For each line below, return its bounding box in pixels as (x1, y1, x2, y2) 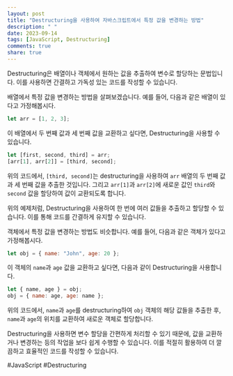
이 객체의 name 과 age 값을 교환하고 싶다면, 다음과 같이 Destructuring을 (7, 263, 198, 272)
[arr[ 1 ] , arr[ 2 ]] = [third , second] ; (7, 158, 117, 165)
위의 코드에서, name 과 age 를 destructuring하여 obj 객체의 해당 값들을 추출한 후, (7, 306, 221, 315)
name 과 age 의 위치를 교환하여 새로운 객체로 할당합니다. (7, 315, 154, 323)
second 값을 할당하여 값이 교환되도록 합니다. (7, 189, 127, 197)
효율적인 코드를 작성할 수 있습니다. (25, 347, 119, 356)
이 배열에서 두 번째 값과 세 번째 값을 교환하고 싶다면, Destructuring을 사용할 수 (7, 128, 220, 137)
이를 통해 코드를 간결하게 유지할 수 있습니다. (27, 212, 146, 220)
